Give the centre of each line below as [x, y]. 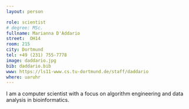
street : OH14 [24, 39]
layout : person [25, 11]
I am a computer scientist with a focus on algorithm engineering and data [95, 94]
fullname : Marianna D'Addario [43, 33]
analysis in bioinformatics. [38, 100]
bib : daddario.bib [29, 66]
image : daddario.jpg [31, 60]
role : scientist [26, 22]
